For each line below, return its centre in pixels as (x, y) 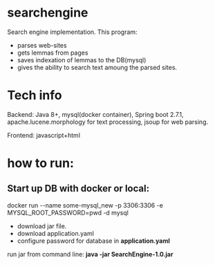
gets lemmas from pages (53, 53)
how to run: (41, 163)
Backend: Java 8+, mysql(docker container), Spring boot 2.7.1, (95, 114)
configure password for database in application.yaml (94, 241)
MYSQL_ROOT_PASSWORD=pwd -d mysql (68, 212)
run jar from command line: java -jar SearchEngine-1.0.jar (90, 254)
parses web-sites (42, 45)
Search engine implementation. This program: (72, 32)
